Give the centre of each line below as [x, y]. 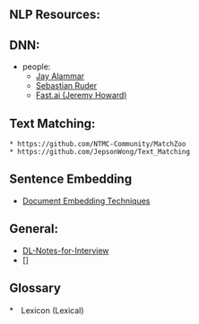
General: [34, 229]
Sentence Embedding [71, 179]
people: [36, 67]
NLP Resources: [55, 15]
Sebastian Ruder [66, 86]
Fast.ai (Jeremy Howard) [81, 95]
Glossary [35, 289]
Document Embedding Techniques [86, 200]
